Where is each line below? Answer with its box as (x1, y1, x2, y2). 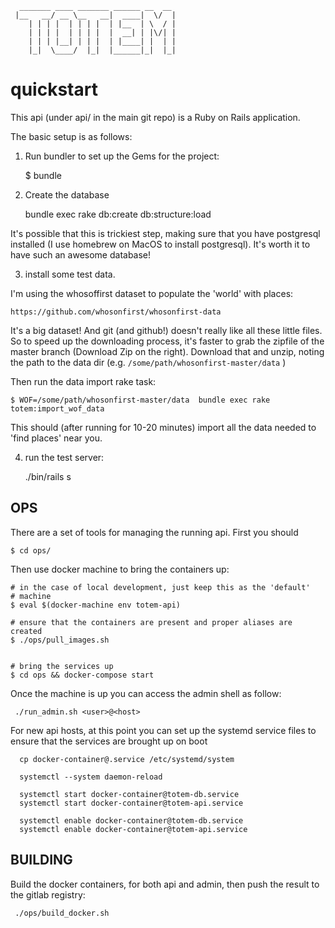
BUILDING (10, 852, 73, 869)
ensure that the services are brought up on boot (10, 735, 208, 747)
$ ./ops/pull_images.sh (10, 635, 110, 645)
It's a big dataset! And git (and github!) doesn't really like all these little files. (10, 324, 323, 336)
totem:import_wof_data (10, 403, 105, 414)
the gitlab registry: (10, 888, 86, 901)
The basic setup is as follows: (10, 130, 133, 142)
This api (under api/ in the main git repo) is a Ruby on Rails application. (10, 111, 301, 123)
